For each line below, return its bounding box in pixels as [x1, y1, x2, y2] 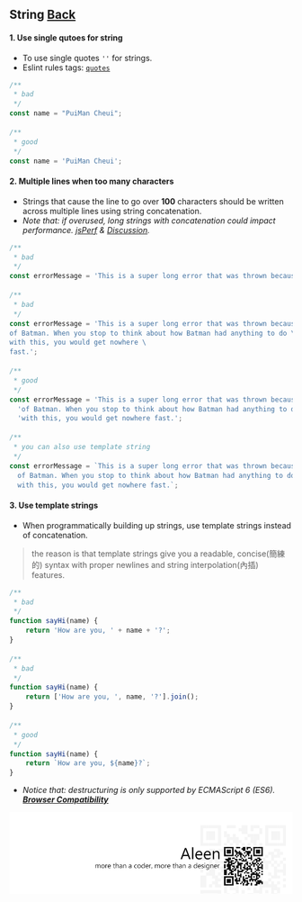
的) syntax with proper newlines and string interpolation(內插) [31, 559, 259, 570]
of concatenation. [22, 529, 88, 540]
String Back [9, 7, 76, 23]
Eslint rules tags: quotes [22, 62, 111, 73]
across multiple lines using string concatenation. [22, 205, 202, 216]
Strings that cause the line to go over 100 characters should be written [22, 195, 285, 206]
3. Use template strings [9, 500, 99, 511]
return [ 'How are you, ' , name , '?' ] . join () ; [25, 692, 200, 701]
